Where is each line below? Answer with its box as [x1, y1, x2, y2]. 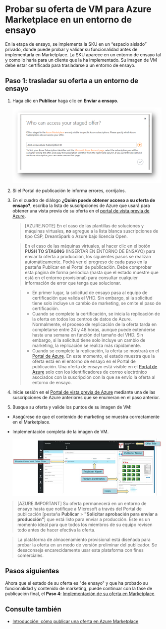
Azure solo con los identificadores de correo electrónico [32, 369, 147, 375]
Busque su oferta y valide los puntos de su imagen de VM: [12, 404, 132, 410]
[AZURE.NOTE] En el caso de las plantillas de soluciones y [24, 222, 144, 228]
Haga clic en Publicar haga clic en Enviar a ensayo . [12, 98, 118, 104]
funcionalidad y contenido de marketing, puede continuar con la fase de [5, 585, 153, 591]
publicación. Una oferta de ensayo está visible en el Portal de [32, 363, 158, 369]
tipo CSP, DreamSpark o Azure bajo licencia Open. [24, 233, 128, 239]
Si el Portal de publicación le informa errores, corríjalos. [12, 188, 126, 194]
